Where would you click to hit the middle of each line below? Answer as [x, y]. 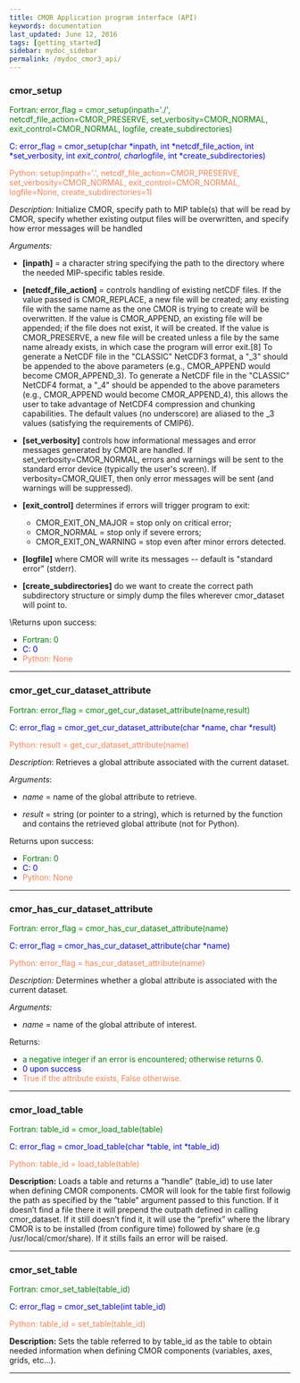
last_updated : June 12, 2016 [63, 34]
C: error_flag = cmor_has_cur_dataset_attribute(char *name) [120, 945]
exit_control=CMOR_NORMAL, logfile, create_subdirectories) [121, 129]
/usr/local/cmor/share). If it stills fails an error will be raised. [119, 1238]
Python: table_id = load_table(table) [75, 1164]
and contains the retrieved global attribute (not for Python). [131, 824]
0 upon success [52, 1068]
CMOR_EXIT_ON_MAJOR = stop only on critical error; [133, 523]
